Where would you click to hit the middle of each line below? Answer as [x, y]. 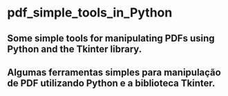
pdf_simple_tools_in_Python [90, 13]
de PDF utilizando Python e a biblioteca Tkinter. [111, 83]
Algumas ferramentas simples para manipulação [114, 72]
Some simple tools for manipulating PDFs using [111, 38]
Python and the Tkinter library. [75, 49]
